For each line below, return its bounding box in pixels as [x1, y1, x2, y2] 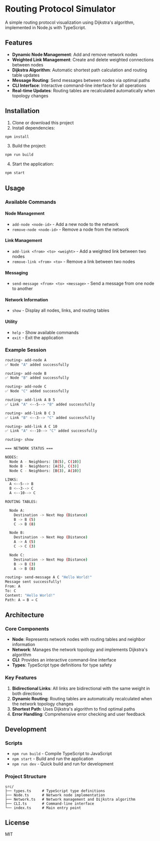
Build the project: [12, 143, 47, 149]
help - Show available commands [12, 329, 79, 335]
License [5, 819, 30, 827]
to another [12, 286, 33, 291]
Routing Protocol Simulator [5, 3, 116, 15]
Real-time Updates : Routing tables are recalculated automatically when [12, 87, 155, 93]
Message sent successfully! [5, 580, 62, 584]
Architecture [5, 611, 45, 619]
